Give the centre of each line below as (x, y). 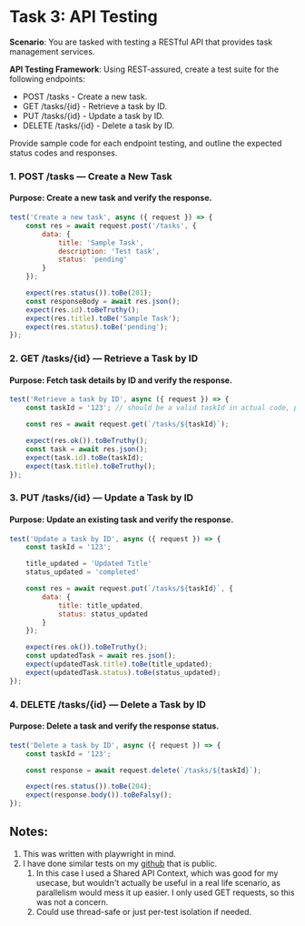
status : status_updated (103, 614)
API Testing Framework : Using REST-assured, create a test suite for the (144, 69)
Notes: (29, 832)
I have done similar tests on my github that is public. (120, 863)
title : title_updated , (101, 605)
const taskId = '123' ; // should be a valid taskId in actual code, (158, 408)
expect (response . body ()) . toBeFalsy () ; (99, 795)
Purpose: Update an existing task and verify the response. (122, 519)
